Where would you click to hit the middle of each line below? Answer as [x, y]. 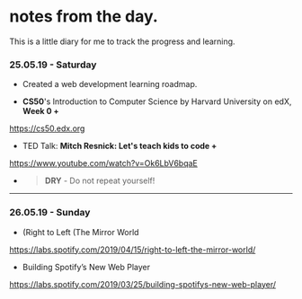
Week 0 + [40, 111]
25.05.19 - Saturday [53, 65]
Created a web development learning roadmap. [110, 84]
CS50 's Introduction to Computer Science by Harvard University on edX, [157, 101]
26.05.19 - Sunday [50, 213]
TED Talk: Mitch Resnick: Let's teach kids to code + [120, 146]
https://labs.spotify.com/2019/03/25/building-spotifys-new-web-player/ [143, 284]
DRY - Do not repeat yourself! [100, 180]
